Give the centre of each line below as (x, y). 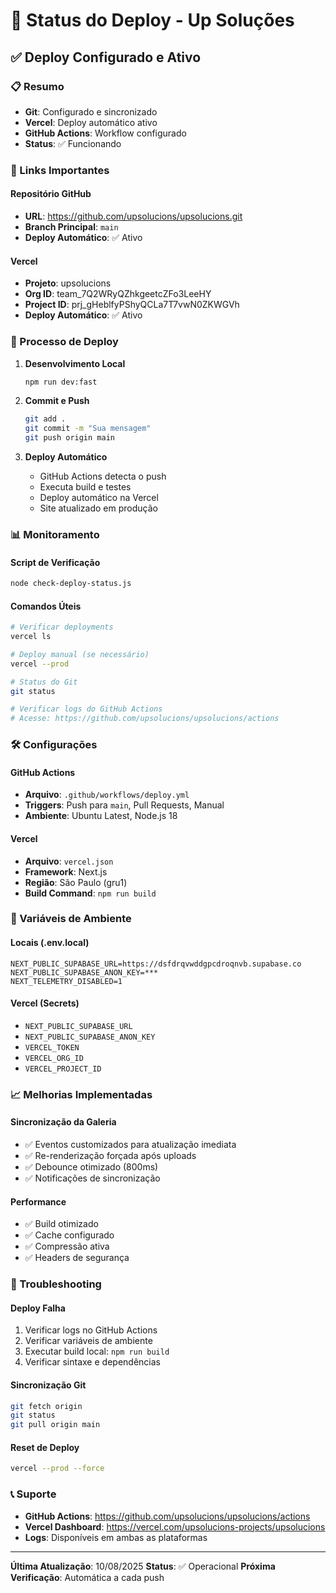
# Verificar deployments (62, 627)
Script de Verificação (55, 562)
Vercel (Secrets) (45, 1003)
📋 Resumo (37, 86)
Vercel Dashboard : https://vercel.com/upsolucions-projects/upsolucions (175, 1526)
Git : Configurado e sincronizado (91, 111)
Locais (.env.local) (50, 943)
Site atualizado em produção (98, 508)
